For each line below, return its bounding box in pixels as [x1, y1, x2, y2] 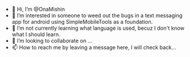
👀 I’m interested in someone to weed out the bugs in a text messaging [11, 12, 183, 19]
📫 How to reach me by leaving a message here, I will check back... [11, 44, 176, 50]
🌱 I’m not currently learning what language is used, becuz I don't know [11, 24, 185, 31]
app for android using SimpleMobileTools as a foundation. [11, 18, 153, 25]
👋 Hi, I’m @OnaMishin [11, 6, 65, 12]
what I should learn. [11, 31, 61, 38]
